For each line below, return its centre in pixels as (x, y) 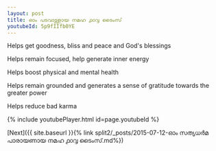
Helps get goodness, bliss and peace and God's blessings (89, 46)
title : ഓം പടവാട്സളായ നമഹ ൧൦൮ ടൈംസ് (64, 20)
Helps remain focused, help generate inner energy (78, 59)
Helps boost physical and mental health (63, 72)
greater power (27, 93)
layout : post (26, 13)
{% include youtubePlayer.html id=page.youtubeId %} (83, 119)
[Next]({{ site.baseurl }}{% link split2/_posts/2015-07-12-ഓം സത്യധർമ (108, 133)
